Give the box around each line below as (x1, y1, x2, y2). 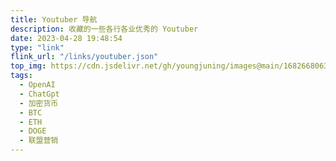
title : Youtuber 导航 (10, 14, 98, 25)
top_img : (10, 61, 47, 71)
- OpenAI (19, 80, 56, 90)
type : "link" (10, 42, 65, 53)
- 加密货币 (19, 98, 59, 108)
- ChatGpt (19, 89, 60, 99)
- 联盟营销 (19, 136, 59, 146)
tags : (10, 71, 33, 81)
